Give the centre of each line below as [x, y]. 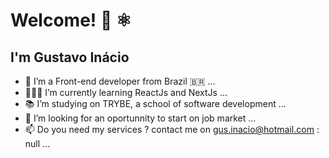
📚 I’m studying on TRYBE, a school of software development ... [155, 103]
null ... [37, 143]
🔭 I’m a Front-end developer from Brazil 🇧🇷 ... [120, 81]
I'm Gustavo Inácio [70, 57]
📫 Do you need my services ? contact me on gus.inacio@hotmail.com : [172, 129]
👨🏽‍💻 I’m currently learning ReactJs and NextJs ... [126, 92]
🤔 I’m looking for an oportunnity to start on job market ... [140, 118]
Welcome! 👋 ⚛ [71, 20]
